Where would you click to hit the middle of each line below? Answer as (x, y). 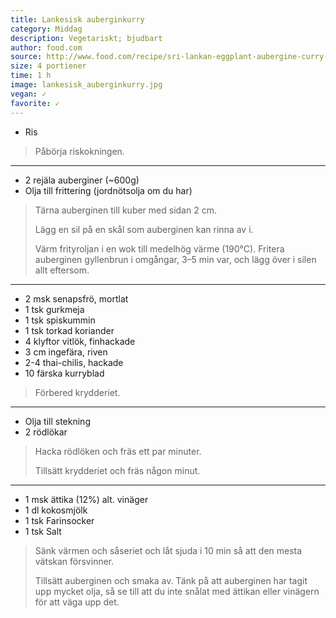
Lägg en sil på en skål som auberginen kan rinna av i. (144, 229)
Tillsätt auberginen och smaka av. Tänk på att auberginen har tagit (171, 580)
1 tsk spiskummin (60, 320)
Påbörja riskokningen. (79, 151)
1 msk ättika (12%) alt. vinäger (86, 499)
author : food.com (46, 47)
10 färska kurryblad (64, 373)
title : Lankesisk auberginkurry (77, 19)
